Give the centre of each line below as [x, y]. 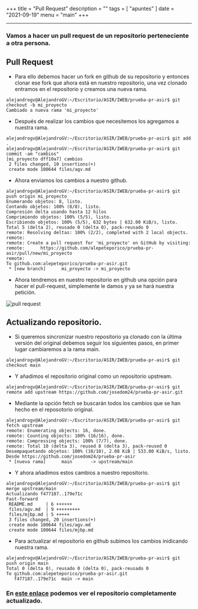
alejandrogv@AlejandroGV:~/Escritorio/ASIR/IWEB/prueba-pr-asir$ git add [99, 138]
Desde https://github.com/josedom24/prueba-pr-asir [71, 456]
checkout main [24, 365]
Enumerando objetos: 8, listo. [44, 201]
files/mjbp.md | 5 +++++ [39, 514]
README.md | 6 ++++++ [40, 504]
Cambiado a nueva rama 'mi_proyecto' [52, 110]
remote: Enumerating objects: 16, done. [57, 430]
